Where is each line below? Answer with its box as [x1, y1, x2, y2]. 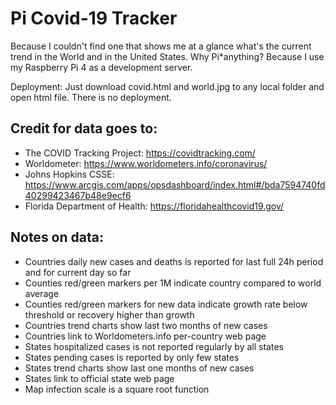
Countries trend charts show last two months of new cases [24, 319, 268, 331]
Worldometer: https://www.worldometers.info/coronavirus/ [24, 157, 268, 169]
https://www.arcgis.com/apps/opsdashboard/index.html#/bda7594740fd [24, 178, 326, 191]
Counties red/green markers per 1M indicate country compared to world [24, 277, 322, 289]
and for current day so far [24, 266, 132, 278]
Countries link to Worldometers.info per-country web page [24, 330, 267, 342]
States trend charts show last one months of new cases [24, 362, 255, 374]
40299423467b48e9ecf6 [24, 189, 132, 201]
